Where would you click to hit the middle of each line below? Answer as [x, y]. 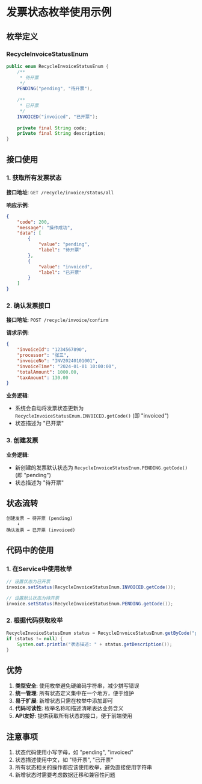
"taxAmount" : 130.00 [43, 378]
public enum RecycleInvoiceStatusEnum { [58, 66]
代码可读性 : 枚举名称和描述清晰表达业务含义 [69, 708]
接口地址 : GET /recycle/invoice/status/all [60, 192]
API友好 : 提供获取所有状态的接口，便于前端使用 [74, 716]
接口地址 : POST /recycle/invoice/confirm [57, 320]
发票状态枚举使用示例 [59, 12]
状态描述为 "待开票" [39, 483]
